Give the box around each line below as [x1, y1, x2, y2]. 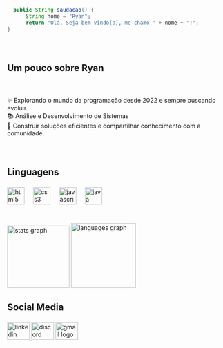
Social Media [7, 301, 64, 313]
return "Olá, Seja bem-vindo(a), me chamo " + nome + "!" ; [25, 19, 199, 26]
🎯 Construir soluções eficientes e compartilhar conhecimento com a [7, 122, 201, 130]
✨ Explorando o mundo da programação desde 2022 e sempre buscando [7, 96, 216, 104]
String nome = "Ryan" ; [25, 12, 91, 20]
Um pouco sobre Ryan [7, 62, 104, 74]
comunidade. [7, 128, 45, 137]
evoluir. [7, 104, 28, 112]
